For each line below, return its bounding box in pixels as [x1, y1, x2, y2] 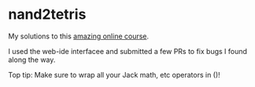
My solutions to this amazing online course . [8, 31, 150, 41]
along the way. [8, 55, 56, 64]
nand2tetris [8, 5, 87, 24]
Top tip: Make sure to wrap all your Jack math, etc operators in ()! [8, 70, 220, 79]
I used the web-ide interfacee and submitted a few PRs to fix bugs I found [8, 46, 248, 56]
